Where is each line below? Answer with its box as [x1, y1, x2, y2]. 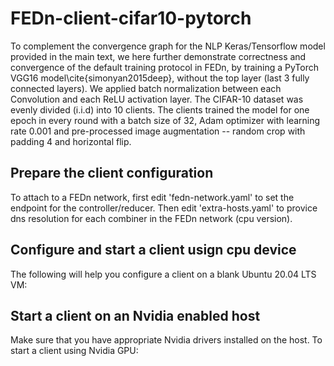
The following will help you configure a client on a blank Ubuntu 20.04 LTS [10, 268, 317, 280]
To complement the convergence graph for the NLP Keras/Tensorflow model [10, 40, 326, 52]
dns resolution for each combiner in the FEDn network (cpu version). [10, 212, 293, 224]
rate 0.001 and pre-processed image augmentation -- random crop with [10, 125, 306, 137]
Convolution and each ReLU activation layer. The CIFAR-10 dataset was [10, 93, 304, 105]
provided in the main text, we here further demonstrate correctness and [10, 50, 307, 62]
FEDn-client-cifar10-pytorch [10, 7, 252, 30]
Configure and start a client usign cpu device [10, 242, 297, 259]
